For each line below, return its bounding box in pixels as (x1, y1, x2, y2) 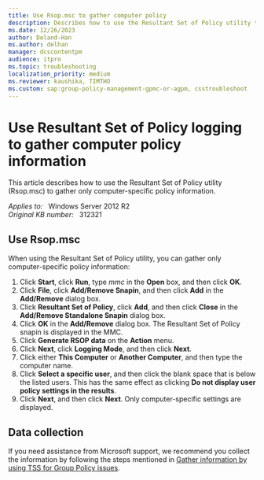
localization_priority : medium (8, 70, 111, 78)
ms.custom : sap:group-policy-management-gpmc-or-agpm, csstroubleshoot (8, 84, 247, 93)
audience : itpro (8, 56, 61, 64)
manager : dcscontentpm (8, 48, 82, 56)
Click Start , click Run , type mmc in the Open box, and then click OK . (19, 277, 242, 287)
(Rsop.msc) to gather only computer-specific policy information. (8, 186, 216, 196)
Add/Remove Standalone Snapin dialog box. (19, 311, 166, 320)
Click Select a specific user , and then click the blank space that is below (19, 369, 256, 378)
